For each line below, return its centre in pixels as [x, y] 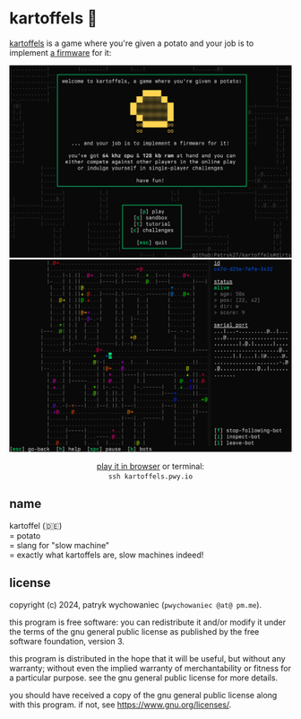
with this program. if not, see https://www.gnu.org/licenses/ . [120, 705]
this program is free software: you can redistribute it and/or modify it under [148, 622]
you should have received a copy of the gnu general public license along [143, 695]
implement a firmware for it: [60, 52]
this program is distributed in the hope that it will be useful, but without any [147, 658]
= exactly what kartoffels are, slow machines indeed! [107, 555]
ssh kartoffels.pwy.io [150, 477]
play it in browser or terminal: [150, 467]
